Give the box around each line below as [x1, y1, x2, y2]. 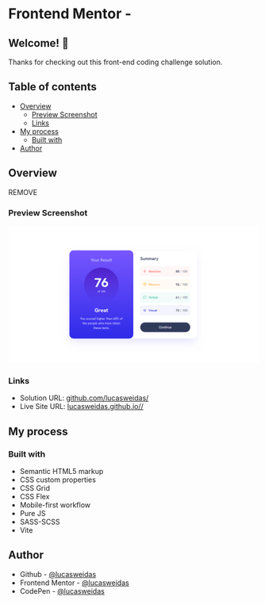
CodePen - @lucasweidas [19, 586, 105, 595]
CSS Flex [19, 492, 50, 501]
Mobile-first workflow [19, 500, 91, 510]
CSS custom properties [19, 475, 97, 484]
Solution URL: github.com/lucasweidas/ [19, 393, 149, 403]
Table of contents [8, 80, 97, 94]
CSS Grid [19, 484, 50, 492]
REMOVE [8, 187, 38, 197]
